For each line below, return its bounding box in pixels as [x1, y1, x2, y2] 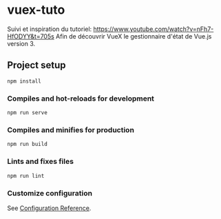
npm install [7, 78, 41, 85]
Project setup [7, 59, 67, 71]
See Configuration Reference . [7, 204, 92, 212]
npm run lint [7, 172, 45, 179]
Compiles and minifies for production [7, 125, 134, 134]
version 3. [7, 39, 36, 48]
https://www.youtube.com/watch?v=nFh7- [93, 25, 214, 33]
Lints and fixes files [7, 157, 74, 167]
